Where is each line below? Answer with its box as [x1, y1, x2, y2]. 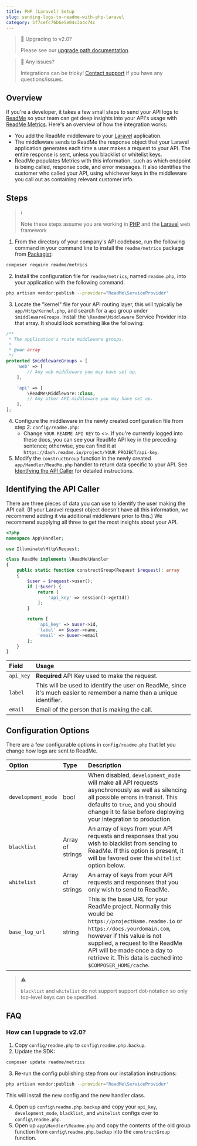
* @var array [8, 347, 41, 353]
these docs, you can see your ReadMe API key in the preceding [23, 436, 177, 443]
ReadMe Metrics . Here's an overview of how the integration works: [6, 121, 168, 128]
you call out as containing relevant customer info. [14, 176, 134, 183]
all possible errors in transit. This [87, 793, 178, 801]
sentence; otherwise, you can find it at [23, 442, 116, 449]
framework [20, 227, 47, 233]
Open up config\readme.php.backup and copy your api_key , [14, 1103, 158, 1110]
